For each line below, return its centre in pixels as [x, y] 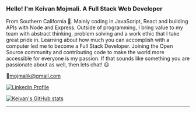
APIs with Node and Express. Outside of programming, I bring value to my [95, 27]
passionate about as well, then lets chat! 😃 [58, 65]
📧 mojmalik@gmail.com [34, 76]
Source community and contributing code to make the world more [85, 52]
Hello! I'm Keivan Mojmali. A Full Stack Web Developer [84, 9]
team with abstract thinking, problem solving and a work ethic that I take [93, 34]
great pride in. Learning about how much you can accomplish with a [88, 40]
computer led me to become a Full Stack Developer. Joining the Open [90, 46]
